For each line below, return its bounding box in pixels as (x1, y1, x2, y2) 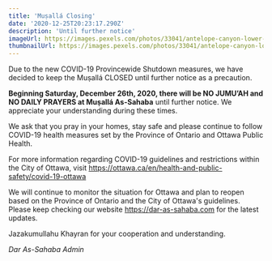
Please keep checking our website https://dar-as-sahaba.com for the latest (8, 204, 259, 215)
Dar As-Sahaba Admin (8, 245, 85, 255)
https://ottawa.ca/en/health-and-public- (88, 163, 223, 173)
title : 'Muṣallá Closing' (8, 11, 96, 20)
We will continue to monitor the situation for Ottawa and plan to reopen (8, 187, 244, 197)
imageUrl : (8, 34, 42, 43)
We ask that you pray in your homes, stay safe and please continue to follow (8, 122, 263, 131)
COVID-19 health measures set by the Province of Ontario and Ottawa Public (8, 130, 264, 140)
